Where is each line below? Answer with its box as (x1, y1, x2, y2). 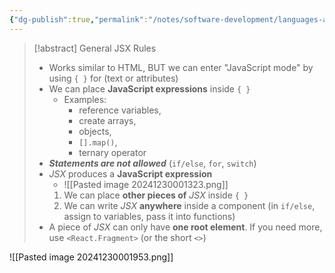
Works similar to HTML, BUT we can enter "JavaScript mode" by (48, 61, 314, 73)
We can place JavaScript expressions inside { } (48, 82, 251, 95)
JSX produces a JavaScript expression (48, 167, 213, 180)
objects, (78, 125, 112, 137)
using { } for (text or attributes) (48, 72, 179, 84)
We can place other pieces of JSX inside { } (63, 189, 249, 201)
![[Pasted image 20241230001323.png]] (63, 178, 229, 190)
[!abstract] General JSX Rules (33, 42, 157, 54)
